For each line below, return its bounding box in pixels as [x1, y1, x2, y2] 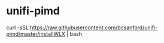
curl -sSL [6, 24, 29, 31]
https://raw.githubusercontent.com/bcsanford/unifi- [29, 24, 158, 31]
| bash [66, 30, 83, 37]
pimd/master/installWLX [6, 30, 66, 37]
